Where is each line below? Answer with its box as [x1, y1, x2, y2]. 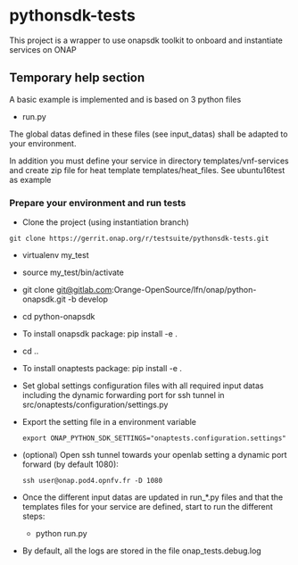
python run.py [35, 528, 87, 539]
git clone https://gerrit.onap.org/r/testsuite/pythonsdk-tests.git [9, 234, 269, 244]
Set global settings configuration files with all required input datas [21, 380, 265, 391]
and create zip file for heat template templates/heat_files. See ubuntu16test [9, 164, 286, 175]
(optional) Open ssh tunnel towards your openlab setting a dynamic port [21, 450, 287, 461]
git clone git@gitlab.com [21, 285, 112, 295]
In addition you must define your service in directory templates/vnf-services [9, 155, 289, 166]
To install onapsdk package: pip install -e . [21, 328, 178, 339]
